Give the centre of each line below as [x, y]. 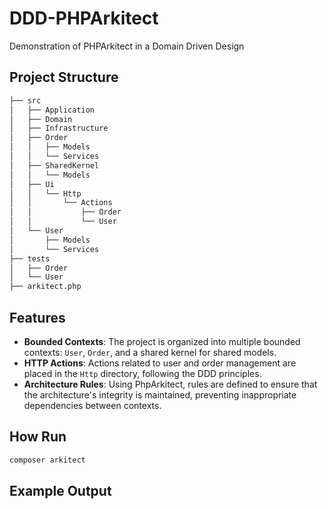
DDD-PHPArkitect [84, 18]
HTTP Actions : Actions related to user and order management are [160, 363]
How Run [38, 437]
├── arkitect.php [45, 287]
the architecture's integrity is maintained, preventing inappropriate [160, 394]
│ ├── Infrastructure [59, 128]
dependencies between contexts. [92, 405]
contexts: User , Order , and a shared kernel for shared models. [150, 352]
